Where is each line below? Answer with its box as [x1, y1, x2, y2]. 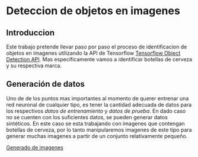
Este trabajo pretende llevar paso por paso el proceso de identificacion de [6, 43, 187, 50]
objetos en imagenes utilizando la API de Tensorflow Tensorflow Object [6, 50, 181, 57]
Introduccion [6, 28, 55, 38]
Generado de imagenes [6, 143, 63, 151]
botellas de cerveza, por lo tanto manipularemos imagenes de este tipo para [6, 126, 192, 133]
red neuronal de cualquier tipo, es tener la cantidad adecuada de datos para [6, 101, 192, 108]
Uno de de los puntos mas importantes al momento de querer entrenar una [6, 94, 189, 102]
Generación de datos [6, 79, 85, 89]
